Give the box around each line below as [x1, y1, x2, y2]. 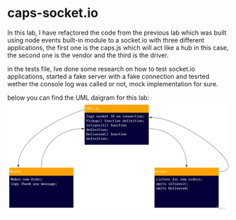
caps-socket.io [7, 5, 99, 21]
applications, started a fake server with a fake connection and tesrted [7, 72, 210, 81]
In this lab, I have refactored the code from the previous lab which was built [7, 28, 227, 37]
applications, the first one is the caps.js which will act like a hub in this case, [7, 43, 229, 52]
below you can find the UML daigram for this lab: [7, 93, 150, 102]
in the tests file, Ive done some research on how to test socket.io [7, 64, 196, 73]
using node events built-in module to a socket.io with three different [7, 35, 205, 44]
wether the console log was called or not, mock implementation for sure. [7, 79, 218, 88]
